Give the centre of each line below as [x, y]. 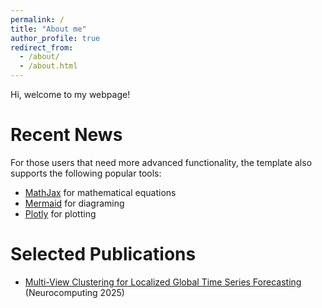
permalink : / [37, 19]
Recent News [66, 135]
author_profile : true [55, 38]
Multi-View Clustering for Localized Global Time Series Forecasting [163, 282]
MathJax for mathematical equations [100, 192]
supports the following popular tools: [86, 173]
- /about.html [48, 66]
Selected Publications [103, 254]
